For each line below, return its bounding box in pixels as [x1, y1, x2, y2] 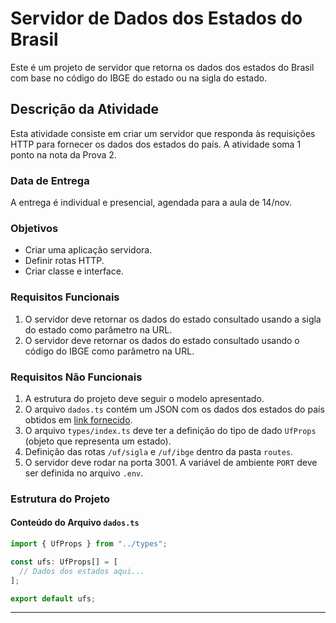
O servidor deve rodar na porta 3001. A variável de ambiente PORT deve [24, 456, 318, 468]
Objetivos [10, 221, 59, 235]
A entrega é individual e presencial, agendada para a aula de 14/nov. [10, 197, 293, 209]
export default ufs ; [10, 593, 97, 604]
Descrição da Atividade [10, 101, 160, 118]
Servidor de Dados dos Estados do [10, 7, 303, 30]
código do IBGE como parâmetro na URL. [24, 345, 195, 357]
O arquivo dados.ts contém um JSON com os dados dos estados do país [24, 403, 325, 415]
